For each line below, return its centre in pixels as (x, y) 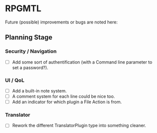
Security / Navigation (31, 51)
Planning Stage (29, 37)
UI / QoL (15, 80)
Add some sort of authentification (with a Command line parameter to (82, 62)
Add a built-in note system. (39, 90)
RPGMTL (23, 9)
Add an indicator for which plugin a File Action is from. (67, 102)
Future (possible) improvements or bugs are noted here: (61, 22)
